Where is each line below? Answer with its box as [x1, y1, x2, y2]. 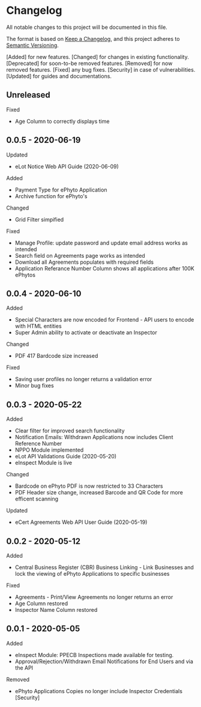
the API [14, 664, 34, 671]
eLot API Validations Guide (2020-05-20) [14, 453, 117, 460]
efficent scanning [14, 495, 59, 503]
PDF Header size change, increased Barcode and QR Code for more [14, 489, 183, 496]
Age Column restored [14, 600, 68, 607]
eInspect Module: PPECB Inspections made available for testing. [14, 651, 174, 658]
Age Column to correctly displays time [14, 117, 110, 125]
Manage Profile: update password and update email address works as [14, 239, 188, 246]
